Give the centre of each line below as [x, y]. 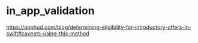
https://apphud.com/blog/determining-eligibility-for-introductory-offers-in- [99, 27]
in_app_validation [50, 11]
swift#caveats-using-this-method [48, 33]
